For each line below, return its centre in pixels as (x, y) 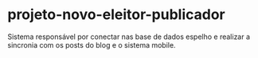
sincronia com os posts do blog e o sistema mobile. (92, 44)
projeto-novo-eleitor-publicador (117, 15)
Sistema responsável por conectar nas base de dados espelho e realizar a (129, 37)
